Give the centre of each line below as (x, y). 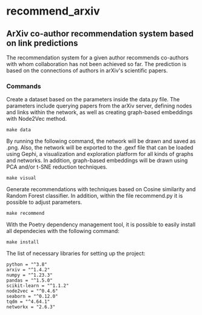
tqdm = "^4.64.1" (28, 302)
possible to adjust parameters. (44, 202)
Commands (24, 86)
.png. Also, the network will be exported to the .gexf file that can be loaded (100, 147)
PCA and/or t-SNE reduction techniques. (57, 167)
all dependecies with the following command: (63, 231)
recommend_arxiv (53, 11)
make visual (21, 178)
